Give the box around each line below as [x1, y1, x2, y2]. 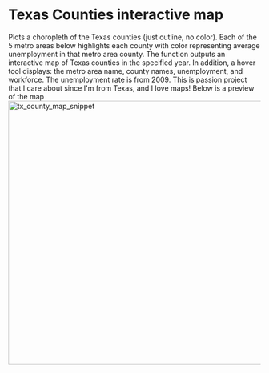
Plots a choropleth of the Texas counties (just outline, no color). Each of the [8, 32, 258, 42]
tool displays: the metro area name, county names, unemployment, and [8, 66, 243, 75]
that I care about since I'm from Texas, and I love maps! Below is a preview [8, 83, 255, 93]
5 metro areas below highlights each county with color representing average [8, 40, 260, 50]
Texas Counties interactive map [8, 6, 224, 24]
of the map [8, 91, 45, 101]
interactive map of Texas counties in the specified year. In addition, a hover [8, 58, 256, 67]
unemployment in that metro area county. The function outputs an [8, 49, 226, 59]
